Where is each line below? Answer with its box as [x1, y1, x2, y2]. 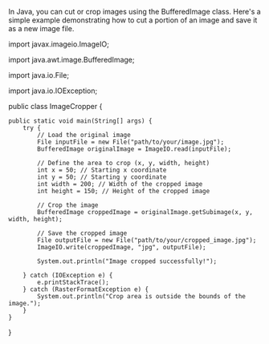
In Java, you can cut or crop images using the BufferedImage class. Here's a [8, 7, 261, 16]
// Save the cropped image [37, 229, 128, 237]
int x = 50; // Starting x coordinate [37, 166, 167, 174]
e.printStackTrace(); [37, 278, 110, 286]
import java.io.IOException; [8, 86, 98, 95]
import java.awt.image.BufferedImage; [8, 55, 135, 64]
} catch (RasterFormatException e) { [22, 285, 149, 293]
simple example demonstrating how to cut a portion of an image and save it [8, 15, 258, 25]
